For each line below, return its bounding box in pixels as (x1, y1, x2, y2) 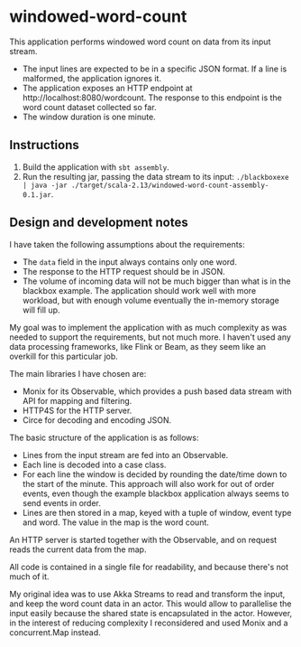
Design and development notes (9, 215, 188, 230)
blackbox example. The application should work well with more (22, 285, 257, 295)
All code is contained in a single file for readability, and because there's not (9, 561, 289, 572)
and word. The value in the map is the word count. (22, 517, 210, 528)
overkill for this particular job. (9, 351, 119, 361)
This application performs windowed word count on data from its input (9, 36, 271, 47)
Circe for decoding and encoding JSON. (22, 414, 172, 426)
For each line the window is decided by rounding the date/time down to (22, 468, 287, 480)
